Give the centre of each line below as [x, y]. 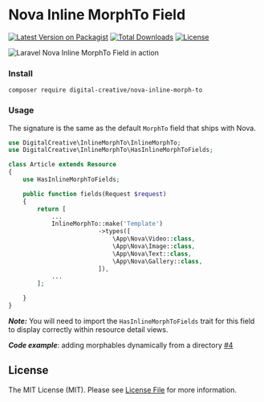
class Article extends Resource [62, 165]
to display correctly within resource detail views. [88, 330]
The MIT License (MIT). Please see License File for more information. [122, 390]
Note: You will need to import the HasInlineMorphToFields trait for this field [132, 321]
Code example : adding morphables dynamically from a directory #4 [121, 345]
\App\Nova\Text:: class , [152, 254]
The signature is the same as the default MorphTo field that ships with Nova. [132, 128]
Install [21, 73]
